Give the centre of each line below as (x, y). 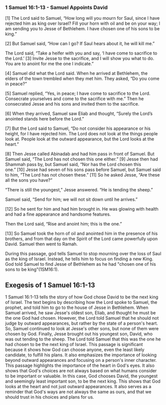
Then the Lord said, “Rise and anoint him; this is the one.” (64, 224)
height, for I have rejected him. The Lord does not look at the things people (82, 134)
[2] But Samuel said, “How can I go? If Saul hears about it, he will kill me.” (80, 44)
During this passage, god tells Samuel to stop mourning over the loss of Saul (83, 254)
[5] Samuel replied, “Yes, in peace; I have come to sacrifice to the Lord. (78, 94)
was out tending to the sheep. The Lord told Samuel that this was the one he (83, 339)
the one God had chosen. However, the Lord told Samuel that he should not (82, 318)
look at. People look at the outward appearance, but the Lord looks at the (80, 139)
